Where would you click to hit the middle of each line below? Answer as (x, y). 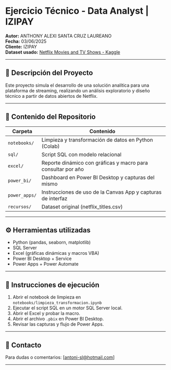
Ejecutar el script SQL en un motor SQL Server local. (67, 308)
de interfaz (54, 198)
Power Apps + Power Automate (46, 264)
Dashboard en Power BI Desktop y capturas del (98, 177)
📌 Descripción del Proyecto (49, 73)
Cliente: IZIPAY (21, 46)
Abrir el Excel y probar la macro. (46, 313)
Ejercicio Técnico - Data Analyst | (77, 11)
